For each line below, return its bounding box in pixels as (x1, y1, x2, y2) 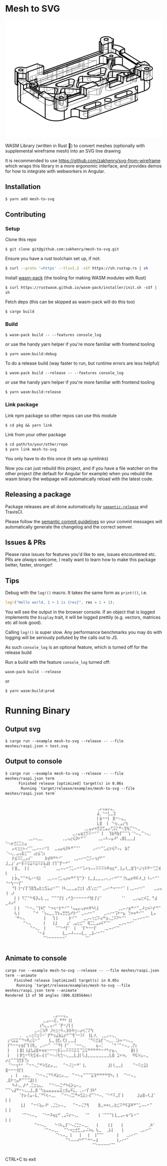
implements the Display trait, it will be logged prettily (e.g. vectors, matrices (5, 614, 161, 620)
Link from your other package (5, 431, 66, 437)
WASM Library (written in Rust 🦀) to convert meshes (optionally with (5, 143, 145, 149)
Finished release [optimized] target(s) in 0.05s (14, 978, 120, 983)
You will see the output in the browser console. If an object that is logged (5, 609, 155, 615)
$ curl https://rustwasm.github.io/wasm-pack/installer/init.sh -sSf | (5, 285, 157, 290)
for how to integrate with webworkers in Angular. (5, 168, 106, 174)
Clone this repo (5, 236, 37, 242)
